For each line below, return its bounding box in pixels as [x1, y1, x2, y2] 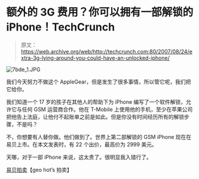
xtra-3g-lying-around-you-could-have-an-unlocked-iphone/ [20, 54, 170, 61]
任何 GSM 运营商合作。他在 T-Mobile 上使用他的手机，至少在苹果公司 [22, 106, 193, 113]
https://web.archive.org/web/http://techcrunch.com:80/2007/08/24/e [20, 48, 193, 55]
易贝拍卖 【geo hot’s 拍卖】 [6, 166, 73, 173]
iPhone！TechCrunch [6, 20, 115, 34]
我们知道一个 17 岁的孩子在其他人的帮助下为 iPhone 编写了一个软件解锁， [6, 98, 186, 105]
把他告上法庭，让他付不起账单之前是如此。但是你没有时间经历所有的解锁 [6, 113, 184, 120]
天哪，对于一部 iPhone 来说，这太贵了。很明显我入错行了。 [6, 153, 152, 161]
